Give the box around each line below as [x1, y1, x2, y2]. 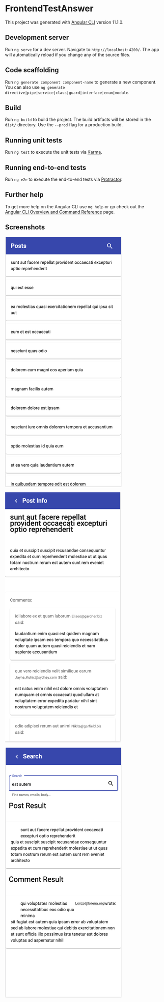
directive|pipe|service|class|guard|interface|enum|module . [5, 89, 130, 95]
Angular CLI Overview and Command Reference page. [5, 209, 115, 215]
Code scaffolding [5, 66, 59, 74]
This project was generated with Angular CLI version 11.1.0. [5, 19, 124, 25]
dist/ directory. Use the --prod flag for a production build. [5, 122, 123, 128]
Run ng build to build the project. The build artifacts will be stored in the [5, 116, 151, 123]
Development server [5, 33, 69, 42]
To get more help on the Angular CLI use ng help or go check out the [5, 203, 144, 209]
